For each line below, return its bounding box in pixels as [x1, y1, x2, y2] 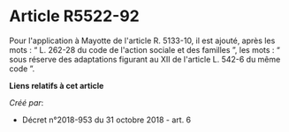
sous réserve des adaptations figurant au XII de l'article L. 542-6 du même [9, 54, 281, 64]
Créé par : [9, 97, 44, 107]
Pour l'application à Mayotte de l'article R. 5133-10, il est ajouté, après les [9, 35, 276, 46]
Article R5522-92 [9, 6, 140, 26]
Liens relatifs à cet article [9, 80, 104, 91]
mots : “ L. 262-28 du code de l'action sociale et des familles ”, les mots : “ [9, 44, 281, 55]
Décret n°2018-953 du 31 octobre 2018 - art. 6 [21, 114, 192, 125]
